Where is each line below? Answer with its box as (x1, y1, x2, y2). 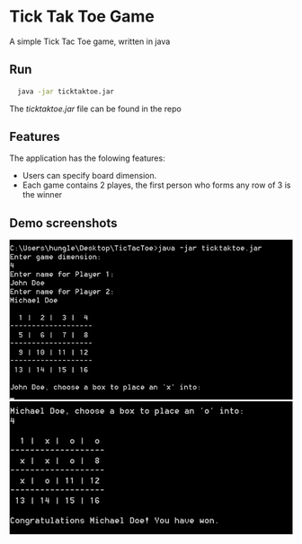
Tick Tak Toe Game (9, 6, 155, 27)
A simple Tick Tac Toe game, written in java (9, 36, 171, 47)
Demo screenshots (9, 215, 118, 231)
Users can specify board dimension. (22, 171, 157, 181)
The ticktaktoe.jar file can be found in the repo (9, 103, 182, 114)
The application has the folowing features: (9, 153, 165, 163)
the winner (22, 189, 63, 200)
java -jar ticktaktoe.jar (17, 87, 115, 96)
